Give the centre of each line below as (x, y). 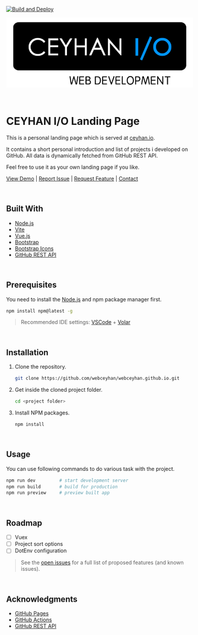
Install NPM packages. (42, 413)
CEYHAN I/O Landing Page (73, 121)
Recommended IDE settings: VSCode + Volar (75, 322)
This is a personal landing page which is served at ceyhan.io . (81, 137)
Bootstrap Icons (34, 248)
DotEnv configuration (41, 551)
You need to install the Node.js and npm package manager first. (84, 299)
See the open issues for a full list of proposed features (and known (102, 562)
